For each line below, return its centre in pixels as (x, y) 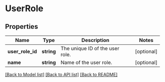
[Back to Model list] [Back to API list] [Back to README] (61, 74)
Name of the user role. (86, 62)
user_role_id (22, 51)
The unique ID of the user (90, 48)
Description (95, 40)
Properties (22, 27)
